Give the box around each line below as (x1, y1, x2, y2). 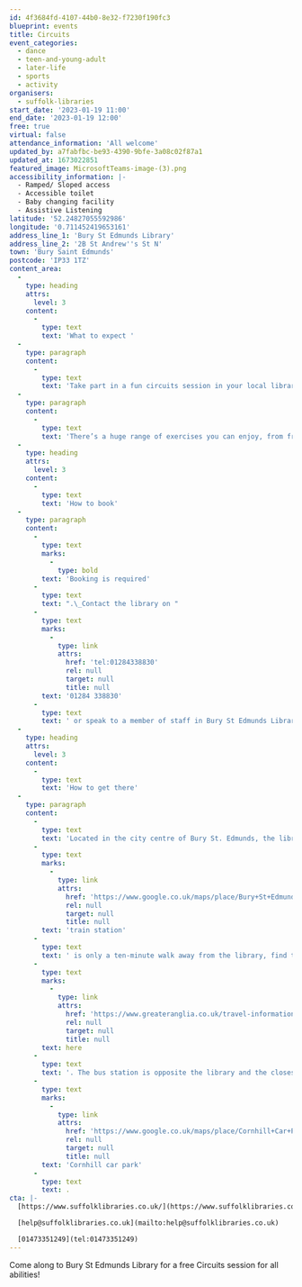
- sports (17, 72, 50, 81)
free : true (9, 122, 50, 131)
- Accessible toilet (17, 189, 94, 198)
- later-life (17, 64, 67, 73)
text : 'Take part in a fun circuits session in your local (41, 382, 268, 391)
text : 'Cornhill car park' (41, 1160, 143, 1169)
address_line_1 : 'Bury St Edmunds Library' (9, 231, 175, 240)
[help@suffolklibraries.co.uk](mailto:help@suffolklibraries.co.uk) (17, 1219, 280, 1228)
